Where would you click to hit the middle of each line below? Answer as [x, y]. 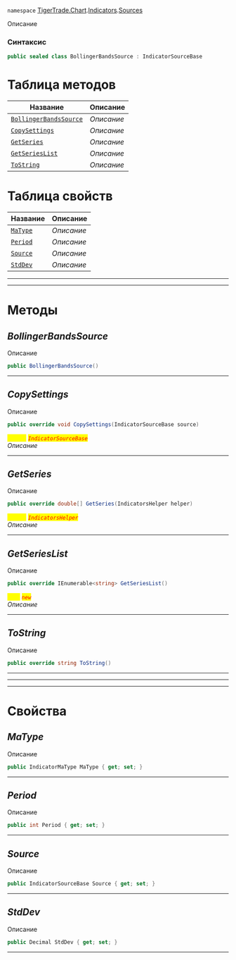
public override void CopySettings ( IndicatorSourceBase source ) [103, 424]
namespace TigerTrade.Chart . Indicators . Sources [75, 10]
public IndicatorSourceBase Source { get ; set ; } [81, 884]
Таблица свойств [60, 196]
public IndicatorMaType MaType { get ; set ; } [75, 767]
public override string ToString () [59, 663]
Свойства [37, 711]
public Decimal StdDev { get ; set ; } [63, 942]
